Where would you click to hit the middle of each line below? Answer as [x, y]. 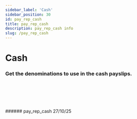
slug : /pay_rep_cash [27, 33]
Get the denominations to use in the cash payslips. [69, 74]
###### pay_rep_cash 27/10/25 [38, 111]
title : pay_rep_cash [27, 24]
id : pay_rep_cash [24, 19]
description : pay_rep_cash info [39, 29]
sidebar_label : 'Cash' [29, 10]
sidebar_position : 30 [28, 15]
